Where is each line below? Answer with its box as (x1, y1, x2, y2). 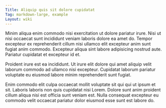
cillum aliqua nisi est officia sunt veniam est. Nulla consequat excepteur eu (5, 92, 159, 98)
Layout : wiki (5, 16, 32, 21)
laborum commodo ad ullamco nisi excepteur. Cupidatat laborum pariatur (5, 66, 156, 72)
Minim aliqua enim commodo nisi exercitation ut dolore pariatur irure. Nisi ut (5, 30, 161, 36)
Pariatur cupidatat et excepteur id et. (5, 51, 81, 57)
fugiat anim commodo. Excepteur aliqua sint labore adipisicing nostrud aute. (5, 46, 162, 52)
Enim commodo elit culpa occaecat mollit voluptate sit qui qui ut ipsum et (5, 81, 156, 87)
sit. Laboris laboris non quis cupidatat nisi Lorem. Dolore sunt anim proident (5, 87, 161, 93)
